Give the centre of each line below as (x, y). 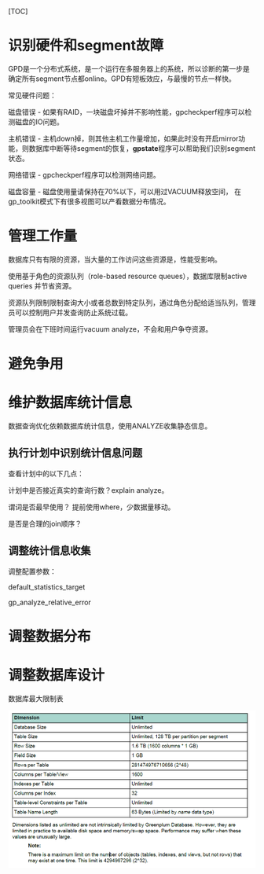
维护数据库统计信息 (70, 403)
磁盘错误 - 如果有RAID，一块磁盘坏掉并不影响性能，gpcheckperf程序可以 (126, 112)
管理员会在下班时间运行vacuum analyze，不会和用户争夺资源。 (110, 329)
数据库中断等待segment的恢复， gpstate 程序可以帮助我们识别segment (142, 148)
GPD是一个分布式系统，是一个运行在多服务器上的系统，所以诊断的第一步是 (129, 68)
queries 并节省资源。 (42, 285)
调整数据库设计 (57, 675)
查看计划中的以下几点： (46, 473)
